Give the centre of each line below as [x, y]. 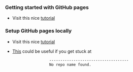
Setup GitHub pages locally [38, 31]
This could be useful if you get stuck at [52, 51]
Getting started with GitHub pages [47, 7]
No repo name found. [70, 65]
